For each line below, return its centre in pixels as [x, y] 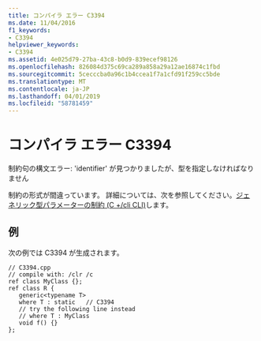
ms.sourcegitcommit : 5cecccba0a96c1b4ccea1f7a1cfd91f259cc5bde [114, 74]
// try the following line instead [77, 309]
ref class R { [32, 288]
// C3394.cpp [30, 268]
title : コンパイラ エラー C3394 [56, 15]
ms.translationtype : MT [47, 81]
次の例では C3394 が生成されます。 [66, 253]
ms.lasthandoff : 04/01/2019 [54, 96]
